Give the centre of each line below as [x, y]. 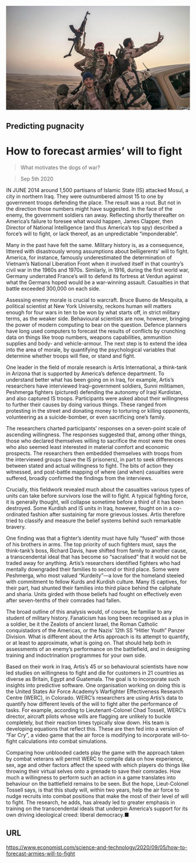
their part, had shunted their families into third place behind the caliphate [93, 588]
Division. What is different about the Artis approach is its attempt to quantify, [98, 636]
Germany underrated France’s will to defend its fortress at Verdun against [94, 276]
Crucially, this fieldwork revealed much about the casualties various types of [98, 489]
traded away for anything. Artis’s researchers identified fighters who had [93, 563]
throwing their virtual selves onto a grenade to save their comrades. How [94, 771]
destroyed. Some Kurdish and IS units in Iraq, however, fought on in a [89, 508]
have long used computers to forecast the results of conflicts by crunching [96, 331]
